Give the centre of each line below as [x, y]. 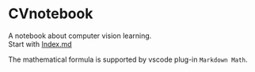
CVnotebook [51, 14]
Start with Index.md [40, 44]
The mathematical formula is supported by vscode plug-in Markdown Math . [128, 59]
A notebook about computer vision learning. [80, 36]
